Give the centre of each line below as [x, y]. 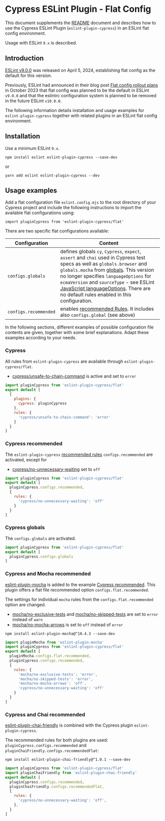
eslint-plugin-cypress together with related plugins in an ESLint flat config [81, 115]
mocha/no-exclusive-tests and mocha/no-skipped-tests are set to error [85, 614]
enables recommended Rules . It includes [107, 309]
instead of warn [27, 619]
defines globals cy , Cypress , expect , [101, 252]
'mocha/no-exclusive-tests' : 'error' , [58, 674]
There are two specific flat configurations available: [57, 231]
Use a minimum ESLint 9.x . [32, 148]
